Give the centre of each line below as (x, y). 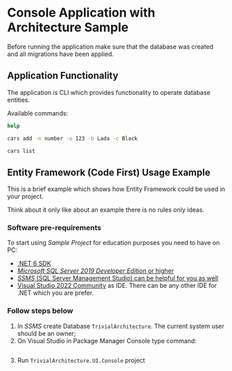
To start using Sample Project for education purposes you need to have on (114, 243)
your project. (25, 197)
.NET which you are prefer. (55, 293)
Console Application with (81, 13)
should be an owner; (46, 333)
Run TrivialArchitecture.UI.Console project (81, 360)
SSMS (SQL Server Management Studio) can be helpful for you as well (118, 278)
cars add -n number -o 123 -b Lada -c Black (72, 138)
